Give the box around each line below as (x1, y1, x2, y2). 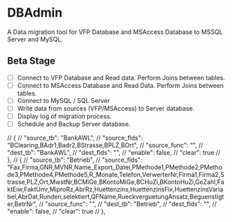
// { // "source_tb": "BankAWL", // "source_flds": (7, 133, 143, 142)
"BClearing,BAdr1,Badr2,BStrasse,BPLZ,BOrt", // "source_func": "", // (7, 141, 204, 149)
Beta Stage (7, 55, 55, 67)
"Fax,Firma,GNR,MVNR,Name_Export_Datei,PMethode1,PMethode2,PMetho (7, 163, 223, 172)
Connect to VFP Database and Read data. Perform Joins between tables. (17, 73, 225, 82)
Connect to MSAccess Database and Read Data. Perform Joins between (17, 81, 224, 89)
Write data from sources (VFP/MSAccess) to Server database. (17, 104, 195, 112)
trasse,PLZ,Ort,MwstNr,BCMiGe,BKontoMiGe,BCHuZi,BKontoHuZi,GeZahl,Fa (7, 178, 224, 186)
